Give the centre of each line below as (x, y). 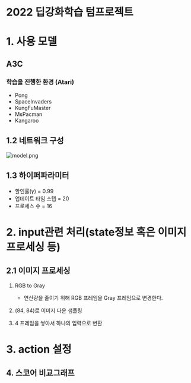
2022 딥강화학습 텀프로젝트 (70, 12)
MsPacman (28, 114)
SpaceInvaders (33, 102)
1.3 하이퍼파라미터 (38, 176)
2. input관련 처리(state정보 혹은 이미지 (96, 232)
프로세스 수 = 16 (33, 206)
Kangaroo (27, 121)
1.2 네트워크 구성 (35, 141)
